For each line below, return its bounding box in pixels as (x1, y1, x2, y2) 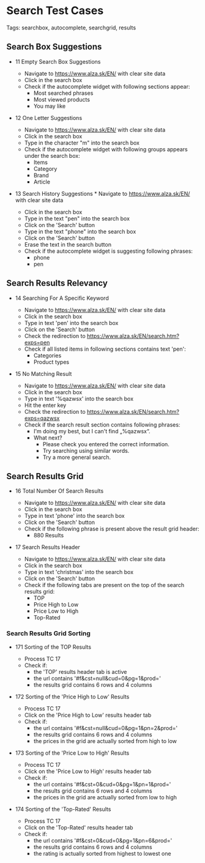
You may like (33, 102, 66, 110)
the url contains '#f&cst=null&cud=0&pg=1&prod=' (33, 674, 161, 682)
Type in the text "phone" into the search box (24, 228, 136, 235)
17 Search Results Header (15, 544, 81, 551)
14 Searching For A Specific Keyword (15, 294, 109, 302)
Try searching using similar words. (42, 447, 130, 454)
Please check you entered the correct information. (42, 440, 170, 447)
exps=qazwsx (24, 414, 60, 422)
